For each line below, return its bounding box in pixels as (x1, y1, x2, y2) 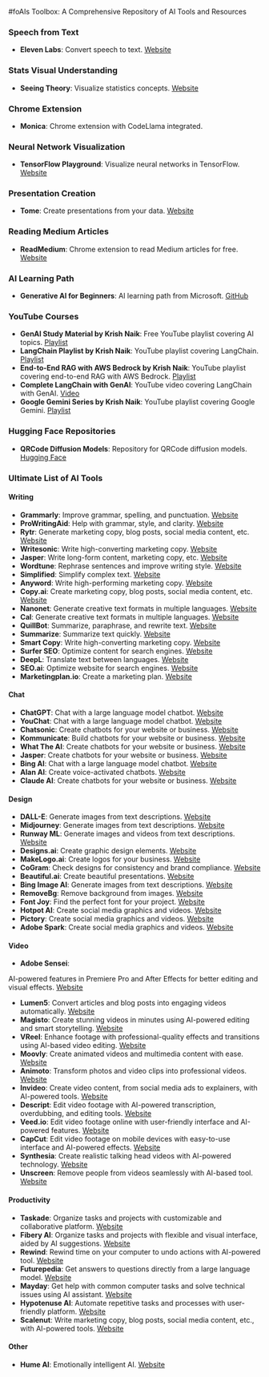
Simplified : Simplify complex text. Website (19, 569, 161, 579)
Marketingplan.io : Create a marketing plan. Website (19, 672, 192, 681)
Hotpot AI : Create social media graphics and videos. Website (19, 905, 222, 915)
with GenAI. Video (19, 388, 80, 399)
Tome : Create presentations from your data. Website (19, 206, 195, 215)
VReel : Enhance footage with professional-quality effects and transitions (19, 1032, 260, 1042)
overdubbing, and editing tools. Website (19, 1109, 152, 1118)
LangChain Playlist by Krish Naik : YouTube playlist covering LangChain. (19, 346, 259, 355)
